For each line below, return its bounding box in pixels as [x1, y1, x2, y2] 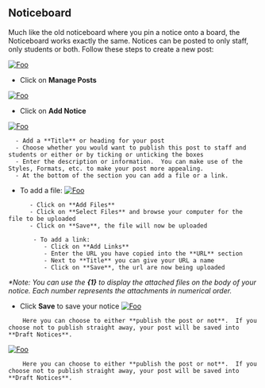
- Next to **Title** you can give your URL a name [43, 256, 215, 265]
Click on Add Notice [19, 106, 86, 115]
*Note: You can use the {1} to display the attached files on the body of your [8, 277, 256, 287]
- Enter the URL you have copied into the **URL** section [43, 250, 244, 258]
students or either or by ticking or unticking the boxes [8, 150, 204, 158]
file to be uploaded [8, 215, 77, 223]
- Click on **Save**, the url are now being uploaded [43, 263, 225, 271]
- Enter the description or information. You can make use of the [15, 157, 244, 165]
